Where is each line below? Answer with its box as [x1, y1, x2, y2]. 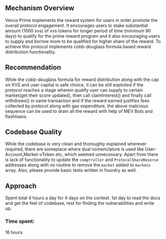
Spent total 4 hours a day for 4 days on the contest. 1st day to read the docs [5, 195, 161, 201]
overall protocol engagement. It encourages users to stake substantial [5, 22, 148, 28]
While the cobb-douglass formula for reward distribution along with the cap [5, 77, 160, 82]
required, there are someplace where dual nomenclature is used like [5, 146, 144, 152]
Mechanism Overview [5, 4, 74, 12]
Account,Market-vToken [5, 152, 55, 158]
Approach [5, 181, 37, 190]
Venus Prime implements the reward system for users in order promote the [5, 17, 158, 23]
